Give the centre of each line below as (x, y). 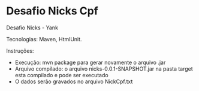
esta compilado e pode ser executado (62, 75)
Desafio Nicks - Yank (32, 28)
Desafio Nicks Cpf (52, 11)
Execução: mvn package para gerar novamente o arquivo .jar (90, 62)
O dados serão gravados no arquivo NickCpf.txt (74, 81)
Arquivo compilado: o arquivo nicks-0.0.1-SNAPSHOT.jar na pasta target (104, 69)
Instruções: (20, 51)
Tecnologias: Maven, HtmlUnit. (44, 39)
